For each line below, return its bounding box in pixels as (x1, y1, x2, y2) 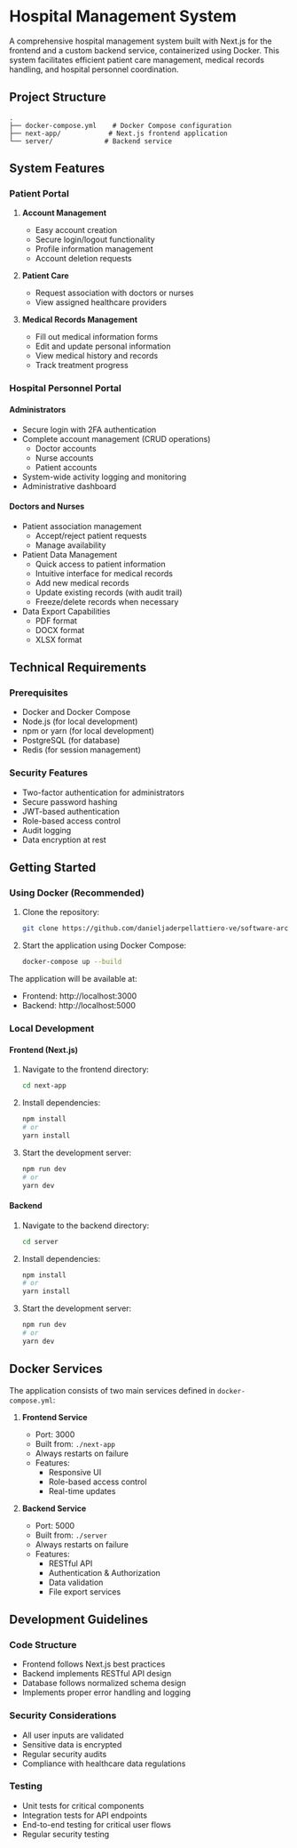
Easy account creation (35, 225, 118, 236)
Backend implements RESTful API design (21, 1668, 172, 1679)
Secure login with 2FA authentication (21, 424, 157, 435)
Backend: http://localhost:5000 (21, 1000, 136, 1011)
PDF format (35, 615, 78, 626)
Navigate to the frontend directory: (21, 1065, 149, 1075)
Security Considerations (9, 1709, 117, 1722)
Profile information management (35, 244, 153, 254)
